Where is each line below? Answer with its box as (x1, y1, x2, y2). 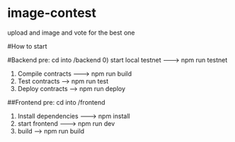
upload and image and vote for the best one (7, 28, 135, 37)
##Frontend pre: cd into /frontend (7, 97, 105, 107)
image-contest (7, 5, 97, 21)
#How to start (7, 42, 47, 50)
